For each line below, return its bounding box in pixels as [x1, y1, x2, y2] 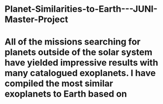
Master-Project [4, 14, 69, 25]
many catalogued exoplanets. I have [4, 68, 156, 79]
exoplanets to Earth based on [4, 88, 127, 100]
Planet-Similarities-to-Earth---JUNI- [4, 3, 158, 15]
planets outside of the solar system [4, 47, 153, 58]
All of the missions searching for [4, 36, 141, 48]
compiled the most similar [4, 78, 113, 89]
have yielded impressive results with [4, 57, 159, 68]
